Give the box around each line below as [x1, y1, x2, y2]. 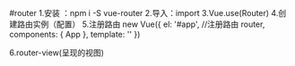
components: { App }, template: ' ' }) [9, 29, 141, 39]
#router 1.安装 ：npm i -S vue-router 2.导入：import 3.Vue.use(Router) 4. [9, 8, 279, 18]
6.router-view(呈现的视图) [9, 47, 105, 58]
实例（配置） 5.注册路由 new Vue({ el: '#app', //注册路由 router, [32, 19, 265, 29]
